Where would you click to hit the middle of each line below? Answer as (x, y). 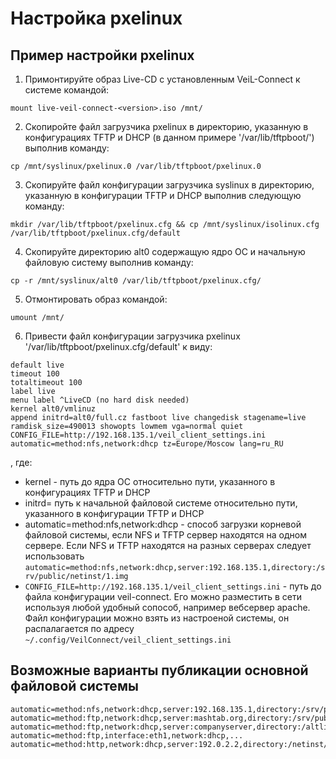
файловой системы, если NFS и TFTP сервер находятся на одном (165, 535)
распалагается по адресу (79, 628)
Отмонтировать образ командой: (96, 299)
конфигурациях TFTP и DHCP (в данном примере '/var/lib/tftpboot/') (169, 137)
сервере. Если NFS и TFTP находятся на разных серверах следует (168, 545)
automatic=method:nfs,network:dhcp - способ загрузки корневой (163, 524)
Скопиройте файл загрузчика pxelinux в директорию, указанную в (166, 126)
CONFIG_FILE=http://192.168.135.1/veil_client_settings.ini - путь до (173, 586)
